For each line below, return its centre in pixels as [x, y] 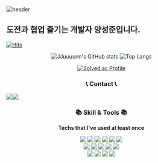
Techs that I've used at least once [101, 128]
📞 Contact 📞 [101, 83]
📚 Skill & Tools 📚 [101, 113]
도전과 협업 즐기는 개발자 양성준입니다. [73, 30]
